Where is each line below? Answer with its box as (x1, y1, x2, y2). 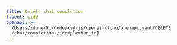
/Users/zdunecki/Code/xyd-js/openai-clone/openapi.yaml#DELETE (11, 25, 171, 31)
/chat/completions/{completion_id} (11, 30, 100, 36)
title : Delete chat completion (6, 8, 84, 15)
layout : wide (6, 14, 39, 20)
